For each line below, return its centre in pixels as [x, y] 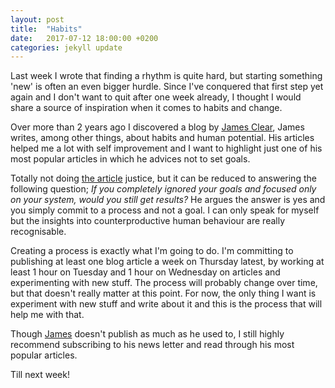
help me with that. [47, 315]
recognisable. [38, 232]
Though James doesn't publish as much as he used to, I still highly [147, 334]
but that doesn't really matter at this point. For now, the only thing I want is [163, 293]
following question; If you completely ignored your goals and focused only [163, 189]
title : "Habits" [46, 29]
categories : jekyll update [66, 47]
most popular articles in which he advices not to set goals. [130, 159]
